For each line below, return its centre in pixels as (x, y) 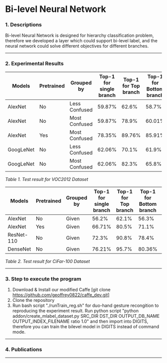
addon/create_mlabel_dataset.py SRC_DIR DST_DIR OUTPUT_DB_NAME (86, 316)
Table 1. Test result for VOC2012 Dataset (47, 179)
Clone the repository (33, 300)
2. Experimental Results (34, 64)
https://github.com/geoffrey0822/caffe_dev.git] (61, 295)
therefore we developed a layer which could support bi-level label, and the (81, 41)
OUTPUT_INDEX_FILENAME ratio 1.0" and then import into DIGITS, (80, 321)
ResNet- (18, 235)
